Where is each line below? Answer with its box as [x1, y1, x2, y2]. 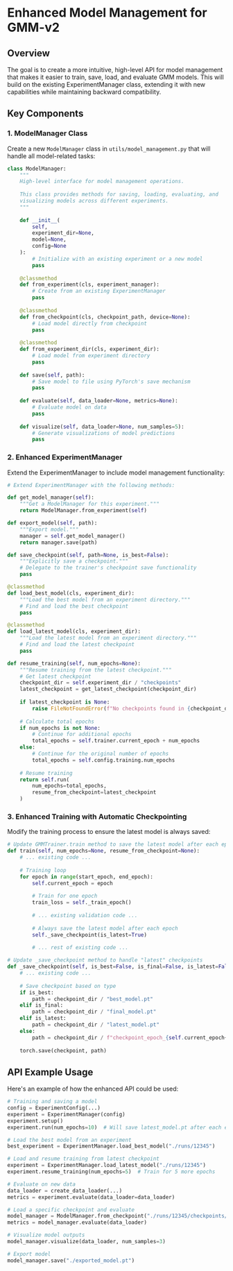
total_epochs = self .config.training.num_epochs [32, 756, 175, 764]
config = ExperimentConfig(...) [7, 1104, 101, 1111]
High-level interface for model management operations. [19, 178, 185, 185]
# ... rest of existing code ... [32, 944, 129, 951]
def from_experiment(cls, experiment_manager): [19, 281, 159, 289]
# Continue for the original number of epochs [32, 751, 169, 758]
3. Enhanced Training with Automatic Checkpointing [7, 812, 187, 821]
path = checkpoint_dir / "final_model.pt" [32, 1008, 157, 1016]
